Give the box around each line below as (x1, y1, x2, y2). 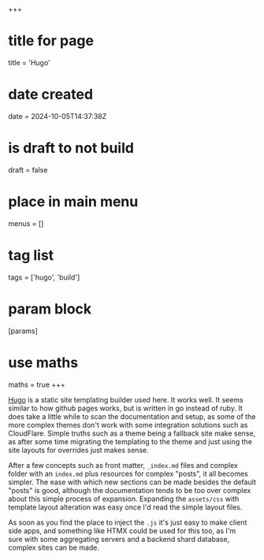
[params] (8, 326, 38, 336)
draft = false (8, 165, 48, 174)
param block (8, 300, 92, 317)
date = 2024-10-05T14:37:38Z (8, 111, 107, 121)
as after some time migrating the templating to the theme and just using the (8, 436, 252, 446)
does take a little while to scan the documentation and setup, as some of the (8, 411, 256, 421)
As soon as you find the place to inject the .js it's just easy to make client (8, 517, 247, 527)
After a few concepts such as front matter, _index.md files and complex (8, 460, 238, 469)
